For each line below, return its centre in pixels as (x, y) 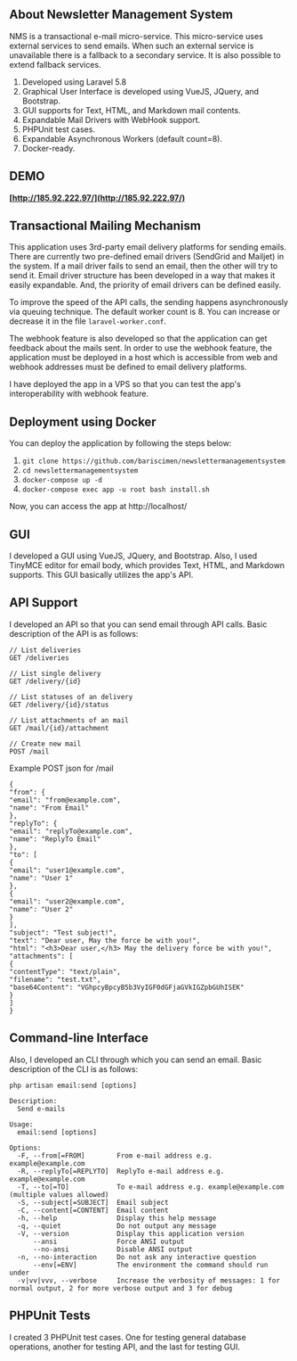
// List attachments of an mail (69, 720)
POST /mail (29, 751)
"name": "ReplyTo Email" (55, 839)
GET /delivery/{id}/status (59, 705)
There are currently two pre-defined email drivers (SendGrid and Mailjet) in (147, 257)
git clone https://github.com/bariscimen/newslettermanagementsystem (154, 462)
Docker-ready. (48, 148)
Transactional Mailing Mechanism (105, 226)
